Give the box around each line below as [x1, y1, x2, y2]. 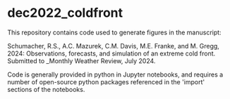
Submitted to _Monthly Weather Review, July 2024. [7, 56, 156, 65]
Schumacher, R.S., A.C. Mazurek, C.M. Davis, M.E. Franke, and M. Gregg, [7, 41, 220, 50]
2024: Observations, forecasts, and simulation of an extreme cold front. [7, 49, 216, 58]
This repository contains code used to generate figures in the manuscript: [7, 28, 222, 37]
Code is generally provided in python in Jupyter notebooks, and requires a [7, 70, 224, 79]
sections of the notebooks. [7, 85, 85, 93]
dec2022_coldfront [7, 5, 123, 21]
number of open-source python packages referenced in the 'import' [7, 77, 205, 86]
